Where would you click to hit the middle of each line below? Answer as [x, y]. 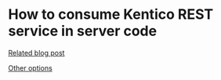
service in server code [83, 31]
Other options [30, 67]
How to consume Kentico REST [111, 15]
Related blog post [36, 53]
